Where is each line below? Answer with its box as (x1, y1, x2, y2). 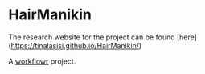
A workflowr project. (8, 56, 76, 66)
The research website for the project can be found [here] (8, 32, 197, 42)
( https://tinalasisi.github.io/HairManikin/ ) (8, 40, 142, 50)
